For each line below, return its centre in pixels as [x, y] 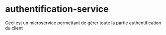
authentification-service [57, 9]
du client [14, 28]
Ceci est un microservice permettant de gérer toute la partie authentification [83, 23]
